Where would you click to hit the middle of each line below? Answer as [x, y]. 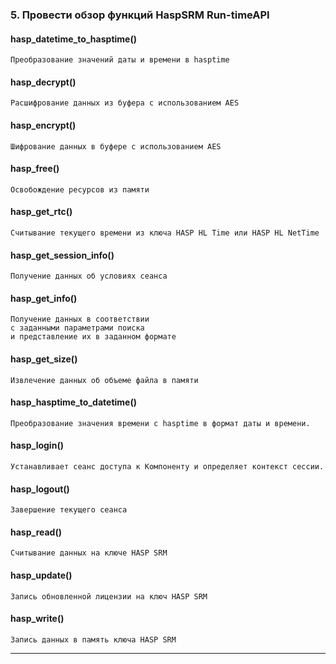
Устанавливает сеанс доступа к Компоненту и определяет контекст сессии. [167, 466]
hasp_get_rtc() [41, 212]
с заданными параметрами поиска [77, 328]
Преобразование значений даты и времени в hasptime [120, 60]
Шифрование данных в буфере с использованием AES [116, 146]
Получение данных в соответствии [80, 319]
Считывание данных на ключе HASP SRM [89, 553]
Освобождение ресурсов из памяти [80, 189]
